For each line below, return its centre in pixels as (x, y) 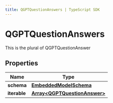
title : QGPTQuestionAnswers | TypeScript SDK (52, 10)
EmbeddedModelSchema (61, 85)
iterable (17, 93)
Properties (22, 63)
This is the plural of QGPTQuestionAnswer (48, 48)
